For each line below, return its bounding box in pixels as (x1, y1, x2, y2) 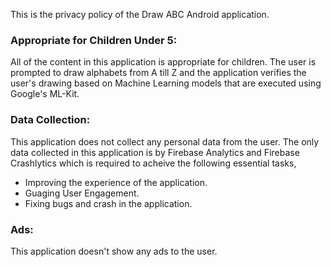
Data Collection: (10, 113, 91, 127)
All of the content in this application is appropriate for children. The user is (10, 56, 317, 68)
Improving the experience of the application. (24, 176, 208, 188)
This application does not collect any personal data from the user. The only (10, 135, 320, 148)
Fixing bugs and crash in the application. (24, 197, 193, 209)
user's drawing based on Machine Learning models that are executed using (10, 77, 322, 89)
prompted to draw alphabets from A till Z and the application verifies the (10, 67, 307, 79)
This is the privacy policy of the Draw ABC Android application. (10, 9, 270, 20)
